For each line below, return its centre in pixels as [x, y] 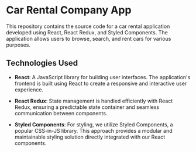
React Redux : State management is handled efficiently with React [94, 101]
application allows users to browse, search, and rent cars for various [89, 38]
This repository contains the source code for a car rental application [88, 26]
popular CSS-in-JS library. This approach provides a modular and [93, 130]
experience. [29, 89]
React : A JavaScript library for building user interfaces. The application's [102, 77]
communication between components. [61, 113]
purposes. [18, 45]
